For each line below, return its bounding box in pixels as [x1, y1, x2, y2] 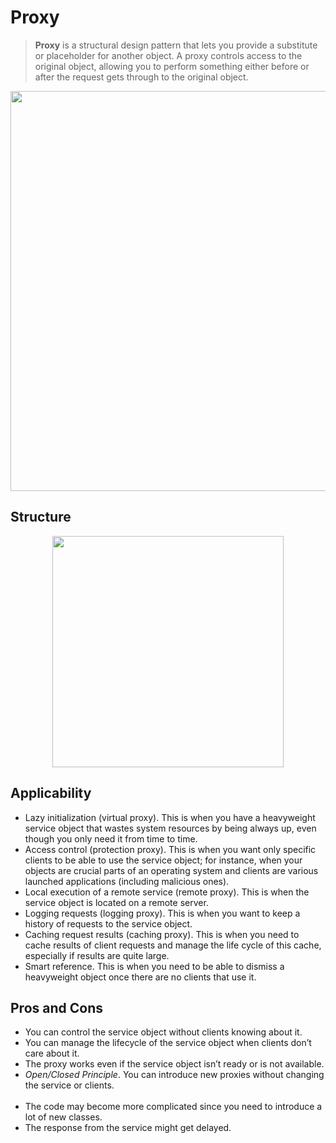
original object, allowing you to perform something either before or [34, 60, 310, 72]
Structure [10, 509, 72, 526]
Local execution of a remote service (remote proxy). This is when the [24, 886, 310, 898]
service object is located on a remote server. [24, 896, 209, 908]
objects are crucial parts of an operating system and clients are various [24, 864, 319, 876]
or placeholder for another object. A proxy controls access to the [34, 49, 303, 61]
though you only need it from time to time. [24, 832, 198, 845]
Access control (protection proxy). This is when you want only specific [24, 843, 317, 855]
